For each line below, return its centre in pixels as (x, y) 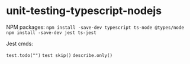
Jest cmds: (20, 43)
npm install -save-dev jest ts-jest (51, 33)
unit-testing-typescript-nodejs (84, 11)
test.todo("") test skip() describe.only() (59, 55)
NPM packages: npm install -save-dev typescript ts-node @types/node (95, 27)
